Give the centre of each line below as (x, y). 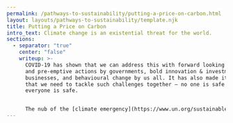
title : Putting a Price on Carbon (57, 26)
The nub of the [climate (61, 109)
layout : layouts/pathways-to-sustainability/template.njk (92, 20)
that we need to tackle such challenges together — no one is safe (125, 84)
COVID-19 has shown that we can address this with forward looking (125, 65)
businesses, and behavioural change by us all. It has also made (121, 78)
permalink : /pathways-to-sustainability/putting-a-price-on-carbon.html (114, 13)
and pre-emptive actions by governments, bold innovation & (114, 71)
